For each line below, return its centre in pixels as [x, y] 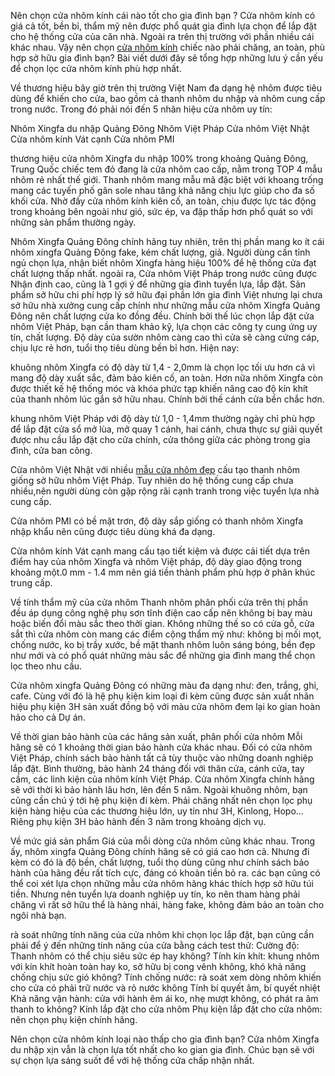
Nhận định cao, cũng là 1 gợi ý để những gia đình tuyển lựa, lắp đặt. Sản [158, 284]
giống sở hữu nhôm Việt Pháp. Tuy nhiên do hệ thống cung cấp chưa [152, 480]
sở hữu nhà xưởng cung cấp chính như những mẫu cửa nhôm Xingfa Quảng [165, 305]
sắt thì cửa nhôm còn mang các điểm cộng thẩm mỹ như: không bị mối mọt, [166, 634]
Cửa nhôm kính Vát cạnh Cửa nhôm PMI [92, 139]
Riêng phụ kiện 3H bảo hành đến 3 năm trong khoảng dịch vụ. [138, 821]
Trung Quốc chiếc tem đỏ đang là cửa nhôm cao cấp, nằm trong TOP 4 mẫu [166, 169]
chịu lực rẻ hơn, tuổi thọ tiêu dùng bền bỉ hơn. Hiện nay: [125, 348]
